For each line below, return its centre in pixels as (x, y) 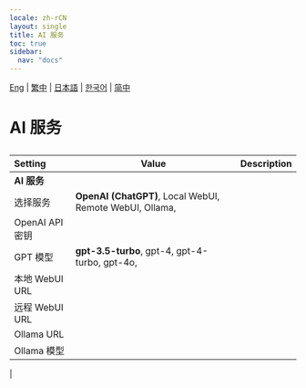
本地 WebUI (39, 278)
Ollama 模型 (40, 351)
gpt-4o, (121, 262)
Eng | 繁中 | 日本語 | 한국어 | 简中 (70, 87)
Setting (30, 163)
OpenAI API (39, 222)
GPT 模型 (34, 257)
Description (266, 163)
